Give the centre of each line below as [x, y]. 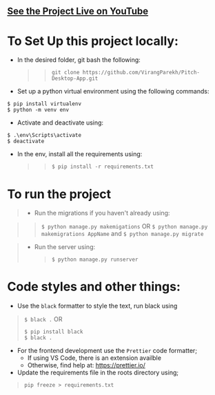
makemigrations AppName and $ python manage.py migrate [122, 234]
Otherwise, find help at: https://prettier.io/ [86, 365]
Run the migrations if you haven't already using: [102, 213]
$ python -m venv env [38, 110]
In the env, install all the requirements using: [80, 154]
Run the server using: [65, 247]
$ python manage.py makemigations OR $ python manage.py [124, 226]
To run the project [59, 194]
